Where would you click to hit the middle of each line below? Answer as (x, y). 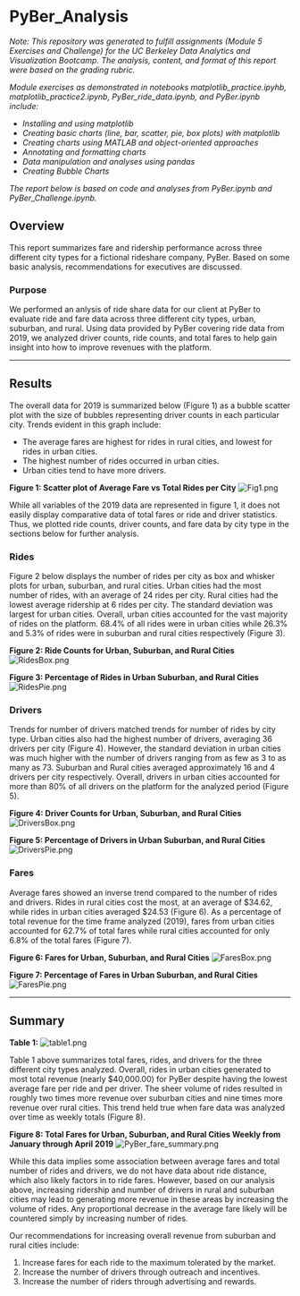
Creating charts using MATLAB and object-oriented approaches (140, 142)
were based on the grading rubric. (72, 70)
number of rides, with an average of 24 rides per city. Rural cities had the (144, 595)
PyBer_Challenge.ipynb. (53, 198)
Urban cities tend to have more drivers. (94, 470)
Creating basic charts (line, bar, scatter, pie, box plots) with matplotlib (151, 132)
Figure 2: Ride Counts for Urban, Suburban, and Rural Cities (122, 651)
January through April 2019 (62, 1144)
